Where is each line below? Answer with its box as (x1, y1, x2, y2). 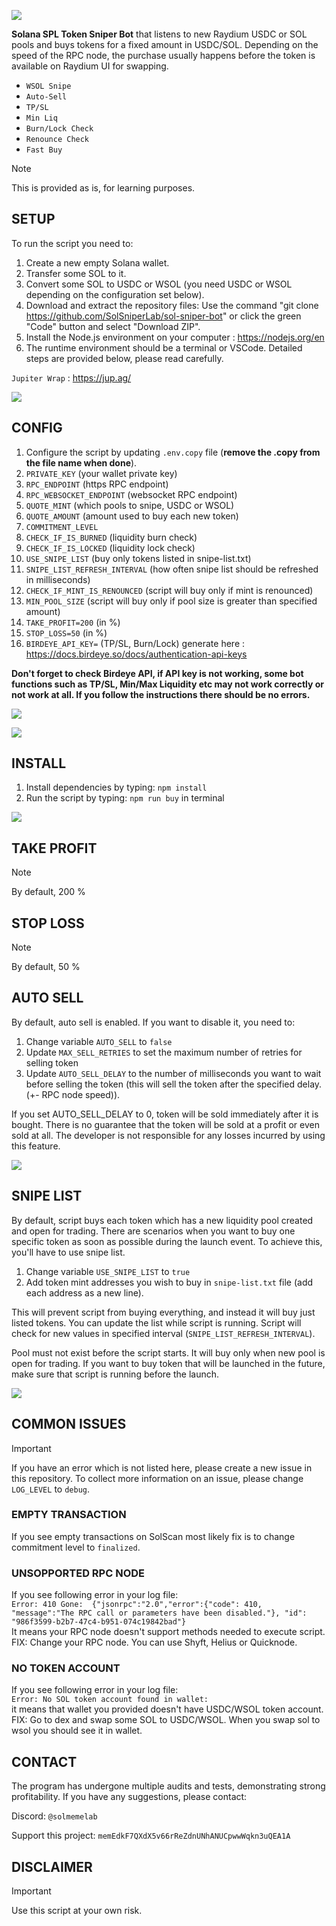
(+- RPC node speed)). (25, 1088, 121, 1100)
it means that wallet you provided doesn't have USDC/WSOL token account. (11, 1703, 324, 1715)
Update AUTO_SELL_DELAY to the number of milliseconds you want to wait (25, 1067, 322, 1079)
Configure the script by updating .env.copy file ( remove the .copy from (25, 446, 321, 458)
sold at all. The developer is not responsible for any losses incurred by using (11, 1129, 326, 1141)
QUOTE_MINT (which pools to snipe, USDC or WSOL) (25, 499, 235, 511)
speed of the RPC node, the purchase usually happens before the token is (11, 50, 316, 61)
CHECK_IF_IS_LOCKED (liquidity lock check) (25, 541, 196, 554)
